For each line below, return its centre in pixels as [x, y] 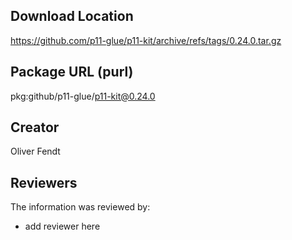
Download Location [72, 16]
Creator [35, 127]
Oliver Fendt [35, 151]
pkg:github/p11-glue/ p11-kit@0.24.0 [83, 96]
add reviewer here [62, 226]
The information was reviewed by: [80, 207]
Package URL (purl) [72, 72]
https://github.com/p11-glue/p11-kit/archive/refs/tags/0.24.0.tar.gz [146, 40]
